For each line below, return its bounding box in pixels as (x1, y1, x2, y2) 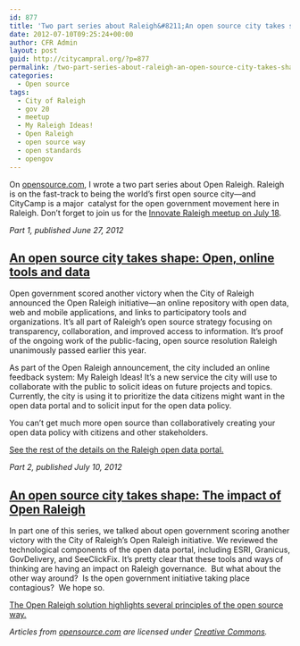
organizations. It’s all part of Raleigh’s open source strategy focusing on (9, 316, 272, 327)
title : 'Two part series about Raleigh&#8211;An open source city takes (9, 21, 286, 30)
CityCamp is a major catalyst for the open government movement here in (9, 197, 279, 208)
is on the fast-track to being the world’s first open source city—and (9, 189, 256, 199)
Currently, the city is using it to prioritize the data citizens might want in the (9, 390, 286, 402)
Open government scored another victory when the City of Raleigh (9, 288, 254, 299)
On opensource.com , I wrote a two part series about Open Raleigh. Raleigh (9, 179, 285, 189)
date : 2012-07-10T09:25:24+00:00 (9, 29, 134, 38)
